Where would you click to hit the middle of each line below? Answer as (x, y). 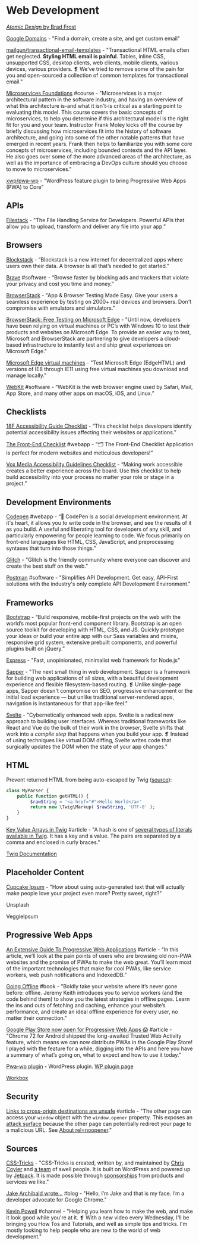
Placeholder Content (45, 872)
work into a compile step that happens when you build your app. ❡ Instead (97, 734)
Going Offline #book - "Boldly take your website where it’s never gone (92, 986)
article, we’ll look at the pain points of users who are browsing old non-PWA (99, 955)
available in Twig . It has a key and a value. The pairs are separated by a (94, 836)
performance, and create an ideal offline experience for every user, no (92, 1011)
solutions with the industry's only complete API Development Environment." (99, 584)
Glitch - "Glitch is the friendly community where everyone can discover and (98, 560)
